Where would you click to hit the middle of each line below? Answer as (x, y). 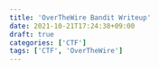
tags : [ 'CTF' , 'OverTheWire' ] (66, 51)
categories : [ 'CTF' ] (48, 43)
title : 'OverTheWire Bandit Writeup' (80, 17)
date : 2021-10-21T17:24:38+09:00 (72, 26)
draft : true (32, 34)
